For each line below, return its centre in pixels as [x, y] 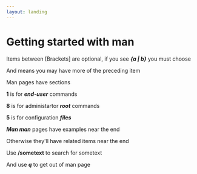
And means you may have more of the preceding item [73, 70]
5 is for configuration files [39, 117]
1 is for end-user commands [42, 94]
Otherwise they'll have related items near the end [68, 141]
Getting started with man [70, 42]
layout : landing [27, 12]
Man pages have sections [38, 82]
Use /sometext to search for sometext [54, 153]
